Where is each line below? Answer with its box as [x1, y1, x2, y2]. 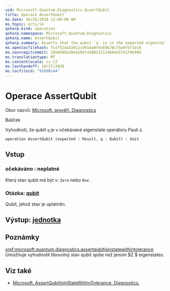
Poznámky [5, 233, 39, 241]
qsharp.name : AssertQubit [5, 36, 60, 41]
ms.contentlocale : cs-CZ [5, 59, 58, 64]
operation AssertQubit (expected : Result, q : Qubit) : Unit [5, 136, 139, 142]
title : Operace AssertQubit [5, 12, 65, 17]
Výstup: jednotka [5, 216, 61, 224]
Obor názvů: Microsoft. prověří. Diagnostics [5, 107, 96, 113]
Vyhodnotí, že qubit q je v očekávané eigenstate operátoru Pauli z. [5, 127, 143, 133]
